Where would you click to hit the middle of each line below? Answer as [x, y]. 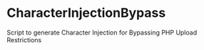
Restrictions [24, 39]
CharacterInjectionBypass [86, 13]
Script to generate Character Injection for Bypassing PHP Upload [102, 32]
